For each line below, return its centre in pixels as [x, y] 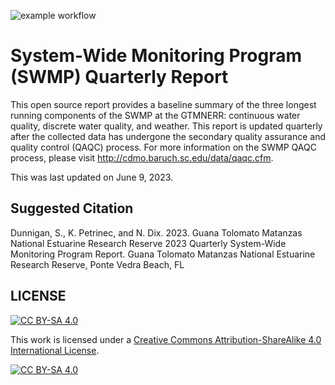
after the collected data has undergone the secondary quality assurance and [168, 136]
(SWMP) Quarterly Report [119, 77]
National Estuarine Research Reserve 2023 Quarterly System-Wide [148, 243]
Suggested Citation [72, 208]
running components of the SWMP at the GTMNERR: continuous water [155, 115]
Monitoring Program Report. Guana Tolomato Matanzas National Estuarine [163, 254]
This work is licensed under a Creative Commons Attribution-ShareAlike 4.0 [166, 339]
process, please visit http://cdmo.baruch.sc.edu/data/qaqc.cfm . [142, 157]
